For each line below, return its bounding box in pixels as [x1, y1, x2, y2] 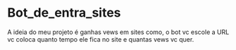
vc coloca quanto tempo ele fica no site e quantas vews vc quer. [7, 35, 194, 43]
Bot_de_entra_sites [7, 5, 121, 21]
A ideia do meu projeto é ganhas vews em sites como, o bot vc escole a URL [7, 28, 230, 36]
